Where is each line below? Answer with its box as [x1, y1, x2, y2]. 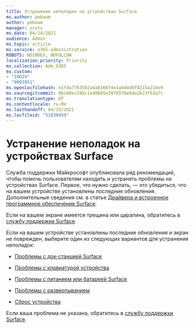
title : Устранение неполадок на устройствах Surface [6, 8, 137, 15]
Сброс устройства [14, 298, 61, 305]
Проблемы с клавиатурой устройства [14, 264, 110, 271]
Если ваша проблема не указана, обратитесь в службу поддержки [6, 310, 174, 317]
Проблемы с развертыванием [14, 287, 90, 294]
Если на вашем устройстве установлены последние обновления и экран [6, 229, 189, 236]
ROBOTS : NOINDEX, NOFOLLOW [6, 52, 72, 58]
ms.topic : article [6, 42, 51, 47]
